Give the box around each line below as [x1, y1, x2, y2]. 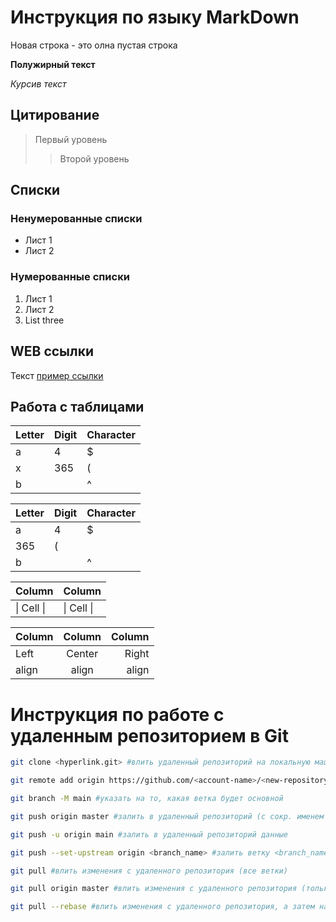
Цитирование [10, 107, 100, 124]
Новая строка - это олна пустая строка [10, 39, 178, 51]
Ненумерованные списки [10, 212, 143, 226]
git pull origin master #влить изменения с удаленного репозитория [10, 884, 298, 894]
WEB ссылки [10, 343, 95, 360]
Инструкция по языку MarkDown [10, 6, 300, 29]
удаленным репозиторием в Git [10, 724, 289, 747]
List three [24, 314, 65, 326]
